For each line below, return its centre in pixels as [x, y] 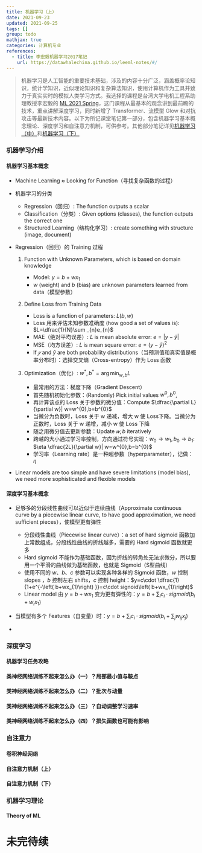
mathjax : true [24, 40]
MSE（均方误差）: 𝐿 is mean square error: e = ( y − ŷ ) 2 [100, 344]
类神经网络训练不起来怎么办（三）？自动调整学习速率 [72, 706]
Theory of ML [24, 816]
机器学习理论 [25, 801]
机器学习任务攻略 [27, 661]
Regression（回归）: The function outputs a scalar [87, 206]
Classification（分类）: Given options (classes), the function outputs [109, 214]
